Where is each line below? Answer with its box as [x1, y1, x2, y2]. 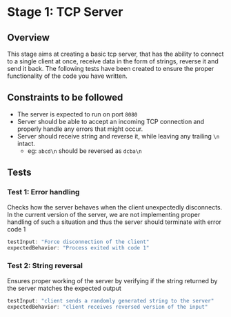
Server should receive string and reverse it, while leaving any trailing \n [17, 132, 220, 140]
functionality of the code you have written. [7, 72, 128, 80]
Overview [7, 32, 50, 43]
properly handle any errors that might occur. [17, 125, 143, 133]
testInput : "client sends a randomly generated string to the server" [7, 297, 214, 304]
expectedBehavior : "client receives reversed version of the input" [7, 304, 208, 311]
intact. [17, 139, 36, 147]
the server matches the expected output [7, 284, 122, 292]
